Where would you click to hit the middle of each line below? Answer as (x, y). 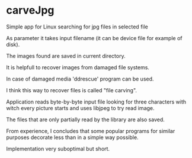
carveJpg (30, 10)
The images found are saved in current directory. (66, 56)
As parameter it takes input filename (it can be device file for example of (94, 38)
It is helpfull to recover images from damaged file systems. (78, 67)
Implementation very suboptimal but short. (58, 149)
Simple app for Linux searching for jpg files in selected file (77, 27)
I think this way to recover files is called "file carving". (72, 90)
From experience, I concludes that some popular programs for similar (91, 131)
